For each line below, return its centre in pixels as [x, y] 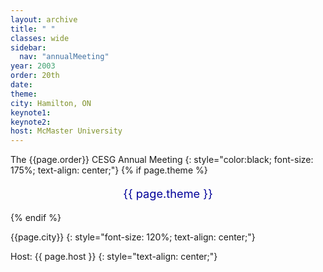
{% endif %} [36, 217]
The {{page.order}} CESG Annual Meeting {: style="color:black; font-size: [162, 160]
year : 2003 [33, 66]
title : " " [33, 29]
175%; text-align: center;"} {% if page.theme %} [109, 170]
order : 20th [35, 76]
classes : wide [40, 38]
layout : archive [44, 19]
